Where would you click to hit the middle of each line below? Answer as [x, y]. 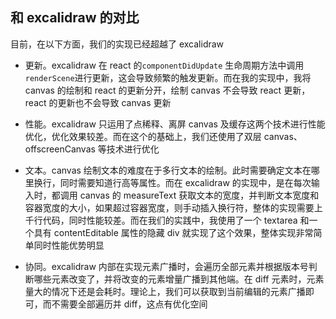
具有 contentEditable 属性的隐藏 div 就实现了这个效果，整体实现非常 [173, 232]
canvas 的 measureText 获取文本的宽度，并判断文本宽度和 [199, 195]
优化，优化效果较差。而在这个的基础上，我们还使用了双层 [143, 136]
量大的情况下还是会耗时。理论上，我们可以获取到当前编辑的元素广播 [165, 291]
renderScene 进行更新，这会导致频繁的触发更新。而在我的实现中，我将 [168, 77]
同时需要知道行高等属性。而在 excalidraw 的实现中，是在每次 [185, 182]
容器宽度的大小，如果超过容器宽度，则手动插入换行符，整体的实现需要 [169, 207]
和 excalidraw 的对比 [75, 18]
